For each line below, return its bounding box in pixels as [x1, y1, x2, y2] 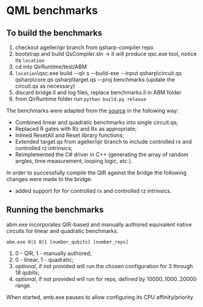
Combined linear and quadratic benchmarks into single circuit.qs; [15, 119, 179, 126]
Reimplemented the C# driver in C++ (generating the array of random [15, 151, 189, 158]
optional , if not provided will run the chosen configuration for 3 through [15, 262, 193, 269]
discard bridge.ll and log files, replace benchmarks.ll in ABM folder [15, 89, 182, 96]
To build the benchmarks [6, 28, 102, 38]
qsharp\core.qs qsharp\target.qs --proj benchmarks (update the [15, 76, 175, 83]
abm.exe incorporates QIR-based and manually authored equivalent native [6, 220, 192, 228]
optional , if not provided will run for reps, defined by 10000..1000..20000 [15, 275, 197, 282]
